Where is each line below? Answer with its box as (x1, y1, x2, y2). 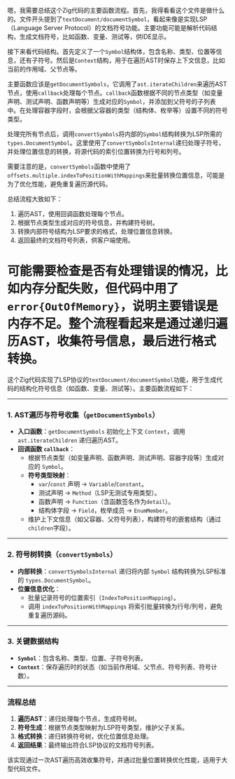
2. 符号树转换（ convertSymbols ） (7, 550, 117, 559)
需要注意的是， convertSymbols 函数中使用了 (7, 162, 131, 171)
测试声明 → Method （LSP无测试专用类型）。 (38, 488, 161, 497)
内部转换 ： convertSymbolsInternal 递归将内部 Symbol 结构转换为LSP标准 (17, 567, 226, 575)
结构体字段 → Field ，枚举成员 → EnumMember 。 (38, 506, 172, 514)
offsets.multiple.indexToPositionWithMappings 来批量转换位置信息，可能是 (7, 171, 225, 179)
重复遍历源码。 (27, 611, 71, 619)
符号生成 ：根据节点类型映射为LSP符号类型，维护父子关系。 (17, 724, 189, 732)
